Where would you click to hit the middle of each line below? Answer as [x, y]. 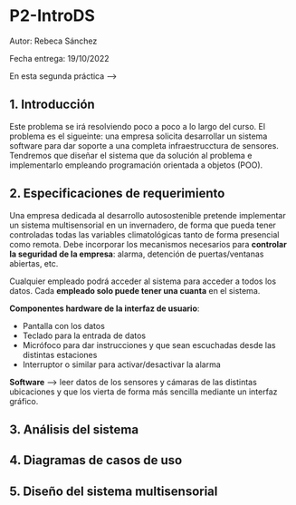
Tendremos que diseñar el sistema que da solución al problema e [131, 155]
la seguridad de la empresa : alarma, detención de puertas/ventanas [137, 254]
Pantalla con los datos [64, 325]
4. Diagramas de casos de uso [96, 460]
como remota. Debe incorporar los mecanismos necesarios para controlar [148, 244]
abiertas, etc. [34, 263]
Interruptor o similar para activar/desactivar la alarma [122, 364]
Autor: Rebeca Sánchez [53, 41]
